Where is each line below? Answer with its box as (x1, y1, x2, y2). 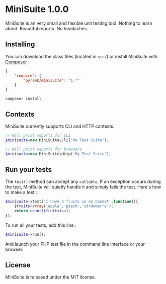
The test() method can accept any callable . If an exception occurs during (5, 178, 161, 184)
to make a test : (5, 190, 37, 196)
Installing (5, 40, 35, 49)
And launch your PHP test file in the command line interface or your (5, 241, 145, 247)
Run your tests (5, 165, 52, 174)
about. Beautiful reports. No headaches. (5, 25, 89, 31)
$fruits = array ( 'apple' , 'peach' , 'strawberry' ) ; (14, 204, 114, 209)
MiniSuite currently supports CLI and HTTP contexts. (5, 123, 115, 129)
